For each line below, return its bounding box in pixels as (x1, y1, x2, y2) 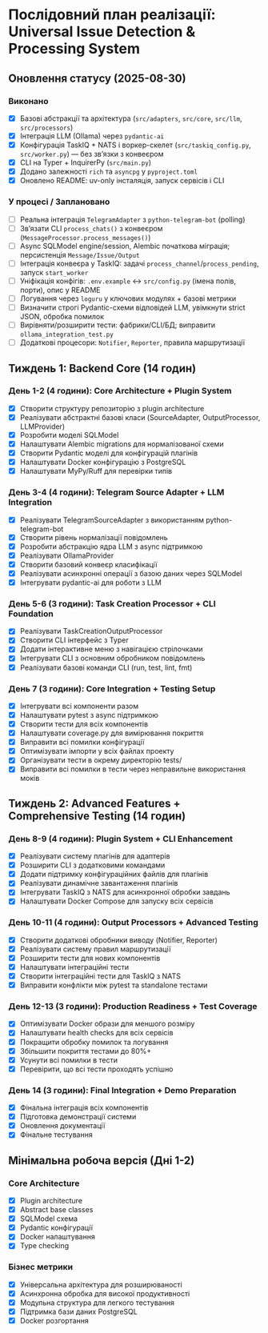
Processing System (8, 40, 140, 58)
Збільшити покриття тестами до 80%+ (19, 1046, 152, 1055)
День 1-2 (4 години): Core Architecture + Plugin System (8, 386, 232, 397)
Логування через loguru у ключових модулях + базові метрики (19, 294, 237, 303)
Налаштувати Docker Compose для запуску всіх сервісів (19, 896, 214, 906)
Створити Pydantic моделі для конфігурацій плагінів (19, 448, 198, 458)
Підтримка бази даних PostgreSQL (19, 1307, 138, 1316)
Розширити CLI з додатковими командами (19, 860, 166, 870)
